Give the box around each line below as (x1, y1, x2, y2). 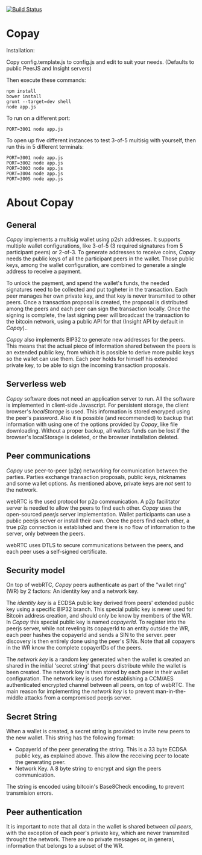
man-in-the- (155, 687, 186, 695)
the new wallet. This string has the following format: (6, 734, 135, 741)
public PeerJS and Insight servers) (6, 64, 92, 72)
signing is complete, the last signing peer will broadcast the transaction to (6, 311, 190, 319)
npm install (6, 88, 36, 94)
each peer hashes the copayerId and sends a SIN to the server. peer (6, 631, 176, 639)
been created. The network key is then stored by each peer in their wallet (6, 669, 189, 676)
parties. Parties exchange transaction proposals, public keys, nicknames (6, 473, 186, 480)
